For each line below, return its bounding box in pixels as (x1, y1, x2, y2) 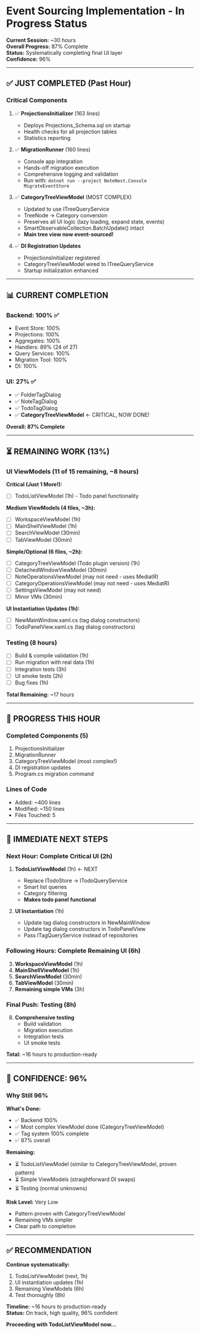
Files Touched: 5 (14, 811, 56, 818)
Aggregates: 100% (14, 338, 61, 345)
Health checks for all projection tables (23, 128, 117, 135)
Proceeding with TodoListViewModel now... (6, 1321, 117, 1328)
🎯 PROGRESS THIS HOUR (6, 714, 101, 724)
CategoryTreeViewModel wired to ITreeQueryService (23, 260, 154, 267)
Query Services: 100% (14, 350, 70, 357)
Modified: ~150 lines (14, 805, 65, 812)
